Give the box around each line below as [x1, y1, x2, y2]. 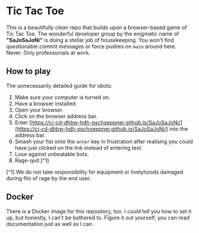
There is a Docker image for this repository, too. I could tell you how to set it [6, 207, 192, 215]
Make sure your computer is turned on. [14, 93, 111, 100]
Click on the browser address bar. [14, 112, 98, 119]
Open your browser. [14, 106, 64, 114]
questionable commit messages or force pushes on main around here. [6, 43, 177, 50]
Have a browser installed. [14, 100, 77, 107]
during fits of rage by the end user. [6, 174, 91, 182]
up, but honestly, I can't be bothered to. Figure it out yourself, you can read [6, 214, 190, 221]
